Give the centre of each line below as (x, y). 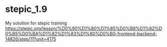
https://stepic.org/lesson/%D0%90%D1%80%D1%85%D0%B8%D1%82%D (84, 28)
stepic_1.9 (26, 9)
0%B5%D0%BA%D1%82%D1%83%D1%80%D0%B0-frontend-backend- (81, 33)
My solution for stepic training (36, 23)
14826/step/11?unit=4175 (31, 39)
